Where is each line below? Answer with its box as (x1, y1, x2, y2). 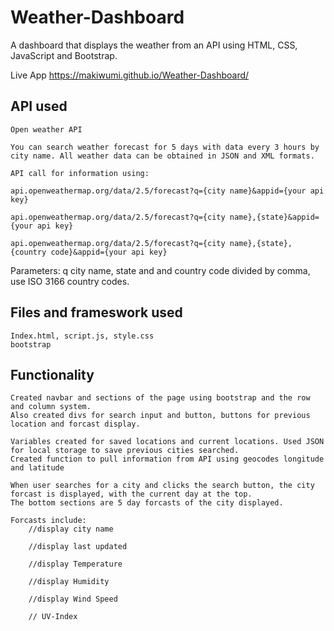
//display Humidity (28, 577, 110, 587)
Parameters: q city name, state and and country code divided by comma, (10, 264, 311, 276)
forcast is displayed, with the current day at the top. (10, 489, 253, 500)
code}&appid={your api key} (50, 247, 168, 257)
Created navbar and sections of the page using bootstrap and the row (10, 393, 311, 403)
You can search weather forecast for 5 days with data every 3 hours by (10, 142, 320, 152)
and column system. (10, 402, 92, 412)
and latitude (10, 463, 65, 473)
